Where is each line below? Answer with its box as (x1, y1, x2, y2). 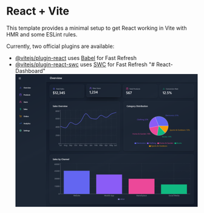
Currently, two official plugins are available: (6, 42, 115, 50)
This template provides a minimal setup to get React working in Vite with (6, 24, 187, 32)
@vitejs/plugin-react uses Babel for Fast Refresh (15, 54, 137, 61)
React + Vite (6, 4, 70, 18)
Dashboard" (15, 67, 46, 74)
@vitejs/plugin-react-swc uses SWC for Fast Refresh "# (15, 61, 155, 68)
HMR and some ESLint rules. (6, 30, 78, 38)
